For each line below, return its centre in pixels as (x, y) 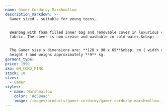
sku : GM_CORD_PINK (24, 68)
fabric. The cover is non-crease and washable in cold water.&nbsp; (82, 37)
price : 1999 (17, 64)
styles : (13, 87)
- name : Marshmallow (31, 92)
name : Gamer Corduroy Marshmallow (41, 10)
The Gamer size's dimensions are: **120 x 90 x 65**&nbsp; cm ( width (84, 50)
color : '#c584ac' (32, 96)
